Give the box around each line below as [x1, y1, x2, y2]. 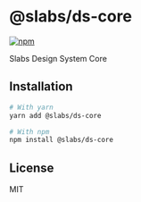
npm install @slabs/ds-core [9, 136, 114, 145]
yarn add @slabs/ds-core [9, 111, 102, 120]
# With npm [9, 127, 50, 136]
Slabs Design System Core [9, 53, 107, 63]
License [9, 160, 54, 175]
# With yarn [9, 103, 54, 112]
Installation [9, 79, 73, 95]
